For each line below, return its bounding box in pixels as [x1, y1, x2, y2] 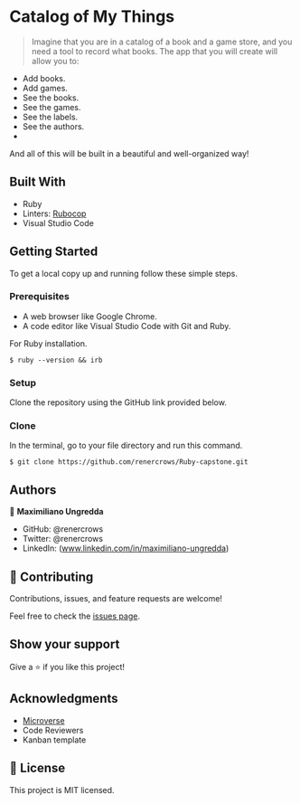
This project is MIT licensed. [9, 784, 115, 795]
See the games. [22, 101, 81, 112]
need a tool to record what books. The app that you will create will [31, 45, 278, 56]
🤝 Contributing [9, 569, 94, 584]
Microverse [22, 714, 65, 725]
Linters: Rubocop [22, 208, 87, 219]
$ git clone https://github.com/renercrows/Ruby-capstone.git [9, 458, 248, 467]
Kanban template [22, 734, 87, 745]
